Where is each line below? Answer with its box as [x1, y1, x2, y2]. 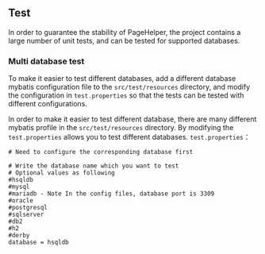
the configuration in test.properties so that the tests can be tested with [8, 90, 244, 100]
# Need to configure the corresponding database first [8, 148, 194, 156]
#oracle [8, 197, 34, 205]
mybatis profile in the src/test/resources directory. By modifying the [8, 123, 234, 133]
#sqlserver [8, 210, 44, 219]
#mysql [8, 183, 30, 191]
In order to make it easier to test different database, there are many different [8, 114, 257, 124]
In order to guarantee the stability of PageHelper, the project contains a [8, 27, 241, 37]
